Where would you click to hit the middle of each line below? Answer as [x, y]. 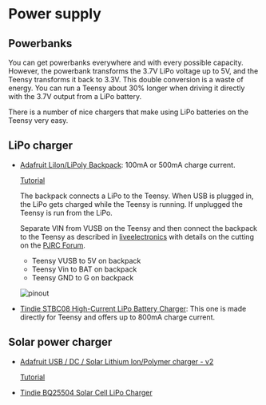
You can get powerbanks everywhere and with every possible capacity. [126, 62]
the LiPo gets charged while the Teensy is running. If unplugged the [131, 204]
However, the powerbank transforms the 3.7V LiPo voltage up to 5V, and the [133, 71]
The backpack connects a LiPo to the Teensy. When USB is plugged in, [137, 196]
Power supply [55, 14]
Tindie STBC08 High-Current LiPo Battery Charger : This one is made [133, 308]
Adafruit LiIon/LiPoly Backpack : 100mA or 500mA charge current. [127, 165]
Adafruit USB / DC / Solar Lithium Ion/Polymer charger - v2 [117, 361]
